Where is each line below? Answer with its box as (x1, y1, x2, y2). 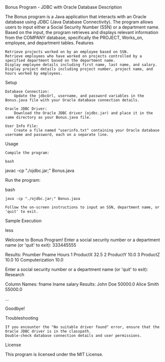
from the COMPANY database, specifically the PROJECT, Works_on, (5, 34, 144, 40)
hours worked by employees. (5, 71, 63, 76)
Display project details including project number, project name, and (5, 66, 153, 71)
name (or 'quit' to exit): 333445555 (5, 242, 76, 248)
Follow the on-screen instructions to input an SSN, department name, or (5, 205, 160, 210)
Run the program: (5, 177, 41, 183)
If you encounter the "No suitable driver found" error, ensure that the (5, 325, 160, 329)
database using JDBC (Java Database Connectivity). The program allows (5, 19, 154, 25)
